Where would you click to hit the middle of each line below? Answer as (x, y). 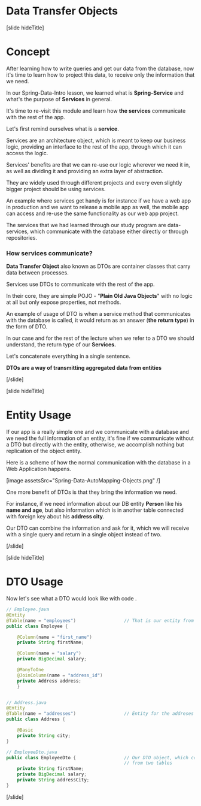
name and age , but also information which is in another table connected (95, 510)
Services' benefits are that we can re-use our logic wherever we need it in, (98, 164)
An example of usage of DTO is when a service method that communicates (99, 314)
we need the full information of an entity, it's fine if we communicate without (100, 438)
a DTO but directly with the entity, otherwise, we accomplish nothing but (95, 445)
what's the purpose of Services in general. (59, 99)
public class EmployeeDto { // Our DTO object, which (97, 757)
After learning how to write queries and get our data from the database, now (100, 68)
